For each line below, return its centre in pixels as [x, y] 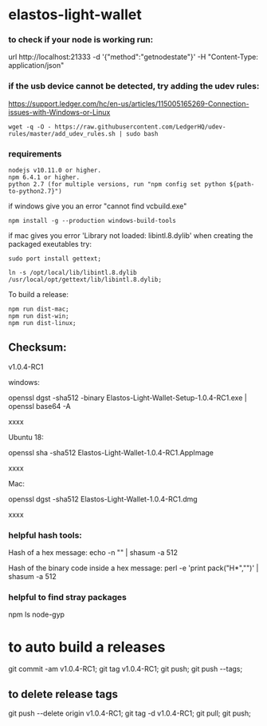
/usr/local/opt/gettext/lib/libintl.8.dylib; [85, 280]
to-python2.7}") [35, 192]
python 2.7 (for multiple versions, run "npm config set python [117, 184]
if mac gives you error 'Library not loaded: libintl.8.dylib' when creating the [131, 236]
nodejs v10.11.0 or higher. [55, 171]
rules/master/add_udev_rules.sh [62, 133]
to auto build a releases [87, 647]
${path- [242, 184]
